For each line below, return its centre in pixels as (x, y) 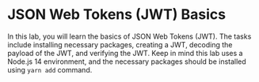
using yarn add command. (50, 69)
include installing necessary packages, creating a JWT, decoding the (120, 44)
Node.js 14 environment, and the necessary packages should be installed (127, 61)
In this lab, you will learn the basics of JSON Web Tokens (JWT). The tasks (129, 36)
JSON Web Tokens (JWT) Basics (117, 15)
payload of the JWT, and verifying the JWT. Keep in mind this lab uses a (125, 53)
